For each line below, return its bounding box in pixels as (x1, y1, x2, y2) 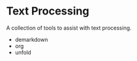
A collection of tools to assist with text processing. (6, 24, 132, 31)
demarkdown (14, 36, 48, 43)
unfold (14, 48, 31, 56)
